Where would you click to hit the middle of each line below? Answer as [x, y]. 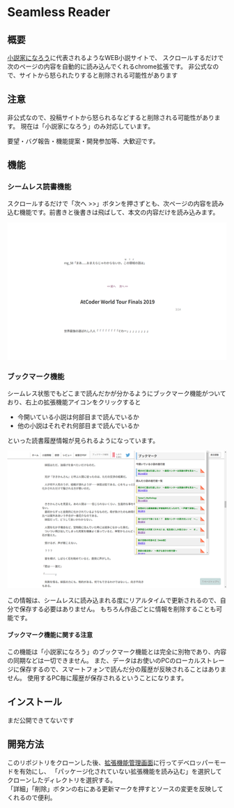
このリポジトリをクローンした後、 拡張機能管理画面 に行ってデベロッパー [111, 763]
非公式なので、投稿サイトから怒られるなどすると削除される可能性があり [111, 117]
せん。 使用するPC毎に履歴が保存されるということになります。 [97, 678]
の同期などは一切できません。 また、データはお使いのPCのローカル [104, 660]
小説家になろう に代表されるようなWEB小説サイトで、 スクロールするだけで [116, 58]
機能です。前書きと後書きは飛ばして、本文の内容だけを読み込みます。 [119, 212]
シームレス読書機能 [39, 187]
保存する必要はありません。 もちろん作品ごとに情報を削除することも [118, 609]
